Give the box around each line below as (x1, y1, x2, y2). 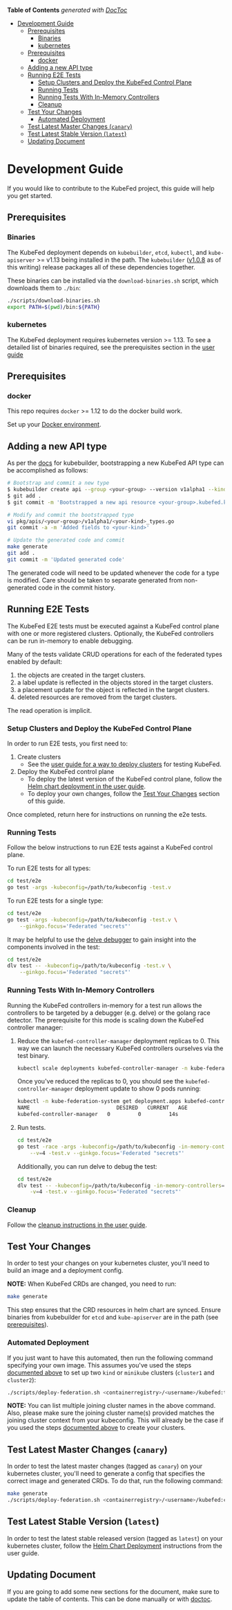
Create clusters (17, 752, 61, 761)
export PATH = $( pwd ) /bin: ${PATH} (7, 303, 100, 310)
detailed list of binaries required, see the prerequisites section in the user (7, 343, 215, 351)
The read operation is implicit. (7, 706, 92, 714)
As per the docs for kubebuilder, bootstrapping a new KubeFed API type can (7, 459, 224, 467)
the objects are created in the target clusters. (17, 671, 146, 679)
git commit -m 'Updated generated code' (7, 556, 126, 563)
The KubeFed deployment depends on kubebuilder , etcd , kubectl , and (7, 248, 207, 256)
